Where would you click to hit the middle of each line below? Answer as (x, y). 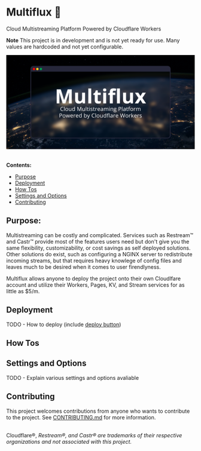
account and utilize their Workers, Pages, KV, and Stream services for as (95, 285)
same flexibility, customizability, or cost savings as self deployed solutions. (98, 248)
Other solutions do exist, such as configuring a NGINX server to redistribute (99, 254)
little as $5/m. (23, 291)
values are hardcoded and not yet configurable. (65, 47)
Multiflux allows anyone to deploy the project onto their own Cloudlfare (94, 278)
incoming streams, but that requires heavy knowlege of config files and (94, 260)
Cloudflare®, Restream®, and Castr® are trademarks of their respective (94, 435)
